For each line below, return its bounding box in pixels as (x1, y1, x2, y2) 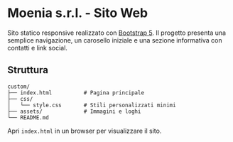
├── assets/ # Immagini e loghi (7, 108, 141, 115)
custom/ (7, 83, 31, 90)
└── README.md (7, 114, 50, 121)
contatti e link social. (7, 43, 67, 52)
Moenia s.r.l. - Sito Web (7, 5, 148, 21)
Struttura (7, 64, 48, 76)
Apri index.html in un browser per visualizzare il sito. (7, 126, 162, 135)
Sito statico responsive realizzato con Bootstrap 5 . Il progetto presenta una (7, 28, 226, 37)
